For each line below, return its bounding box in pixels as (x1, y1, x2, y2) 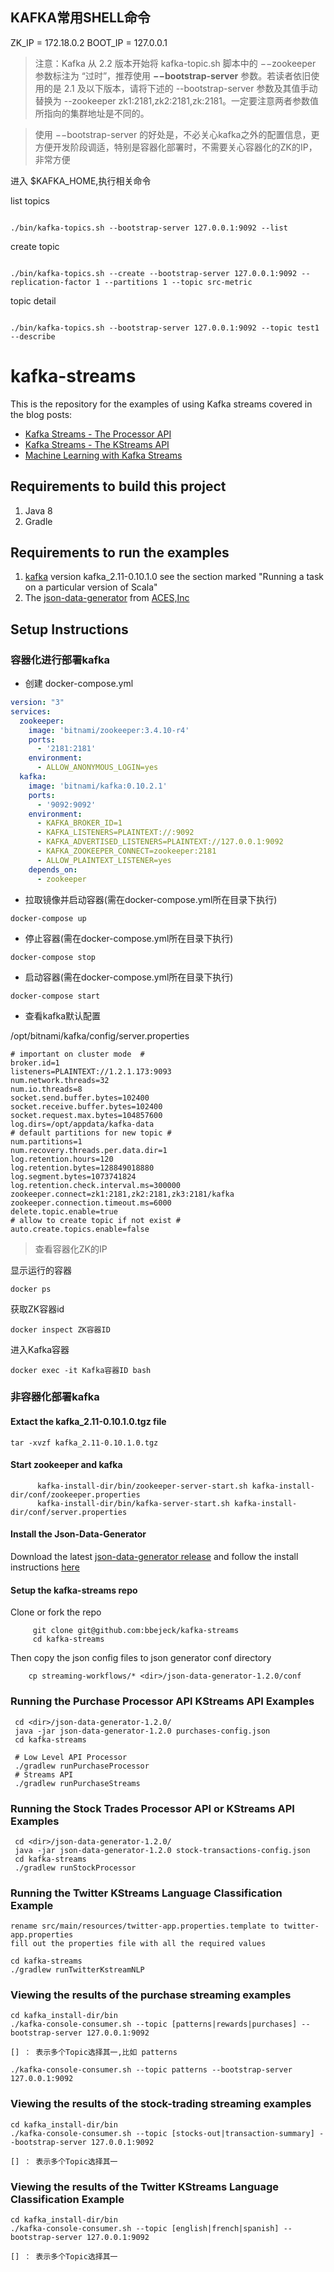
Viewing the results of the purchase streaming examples (10, 1988, 292, 2002)
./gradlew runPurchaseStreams (14, 1778, 141, 1788)
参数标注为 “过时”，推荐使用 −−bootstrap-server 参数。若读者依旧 (34, 69, 312, 82)
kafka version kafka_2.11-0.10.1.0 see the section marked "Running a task (24, 571, 325, 583)
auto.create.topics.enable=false (10, 1224, 150, 1234)
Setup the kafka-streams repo (10, 1584, 138, 1596)
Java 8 (24, 504, 53, 517)
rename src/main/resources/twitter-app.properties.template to (10, 1921, 280, 1932)
